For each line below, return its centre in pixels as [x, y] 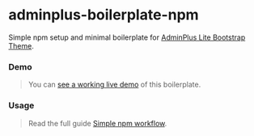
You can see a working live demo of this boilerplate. [114, 85]
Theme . [21, 45]
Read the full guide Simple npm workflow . [97, 123]
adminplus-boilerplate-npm [104, 15]
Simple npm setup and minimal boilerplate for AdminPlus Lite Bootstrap [127, 37]
